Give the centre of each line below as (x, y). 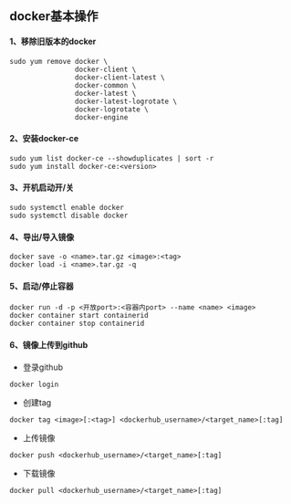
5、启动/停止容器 (42, 286)
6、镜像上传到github (49, 345)
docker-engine (101, 117)
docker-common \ (105, 85)
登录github (43, 367)
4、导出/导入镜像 (42, 236)
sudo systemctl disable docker (69, 215)
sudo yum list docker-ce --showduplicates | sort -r (112, 158)
